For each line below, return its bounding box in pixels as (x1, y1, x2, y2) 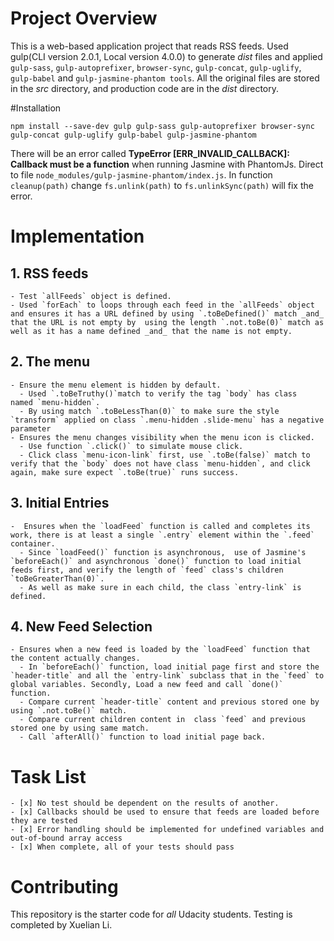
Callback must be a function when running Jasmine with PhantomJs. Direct (10, 158, 324, 170)
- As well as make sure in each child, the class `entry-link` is (19, 582, 302, 592)
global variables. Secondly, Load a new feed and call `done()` (10, 680, 284, 690)
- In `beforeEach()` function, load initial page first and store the (19, 662, 320, 672)
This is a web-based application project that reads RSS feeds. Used (10, 40, 289, 52)
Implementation (10, 225, 145, 248)
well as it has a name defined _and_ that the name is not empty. (10, 326, 293, 336)
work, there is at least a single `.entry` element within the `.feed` (10, 530, 315, 540)
